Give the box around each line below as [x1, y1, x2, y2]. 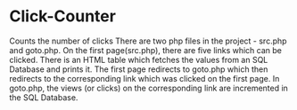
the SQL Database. [9, 91, 78, 103]
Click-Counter [9, 6, 116, 27]
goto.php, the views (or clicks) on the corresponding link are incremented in [9, 82, 288, 93]
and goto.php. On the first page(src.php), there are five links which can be [9, 44, 283, 55]
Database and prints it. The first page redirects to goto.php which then [9, 64, 268, 75]
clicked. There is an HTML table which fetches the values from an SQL [9, 54, 268, 65]
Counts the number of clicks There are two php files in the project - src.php [9, 35, 287, 46]
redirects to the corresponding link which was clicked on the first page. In [9, 73, 280, 83]
